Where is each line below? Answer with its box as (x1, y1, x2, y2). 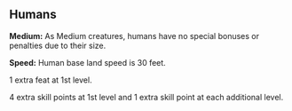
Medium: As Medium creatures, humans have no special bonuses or (9, 30, 260, 41)
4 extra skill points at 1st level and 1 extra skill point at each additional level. (9, 91, 284, 102)
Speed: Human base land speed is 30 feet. (9, 57, 166, 67)
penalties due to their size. (9, 40, 107, 51)
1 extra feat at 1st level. (9, 75, 92, 85)
